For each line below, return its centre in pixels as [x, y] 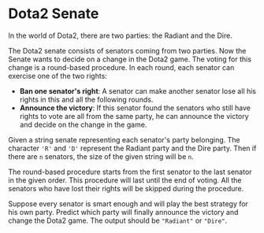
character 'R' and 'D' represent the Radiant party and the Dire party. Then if [132, 148]
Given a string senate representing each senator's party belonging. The [124, 139]
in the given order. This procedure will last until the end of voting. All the [125, 180]
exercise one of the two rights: [58, 76]
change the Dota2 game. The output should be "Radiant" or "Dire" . [118, 220]
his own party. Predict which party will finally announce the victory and [123, 212]
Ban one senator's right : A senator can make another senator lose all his [138, 91]
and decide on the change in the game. [83, 124]
